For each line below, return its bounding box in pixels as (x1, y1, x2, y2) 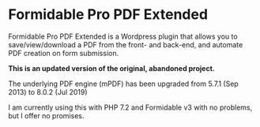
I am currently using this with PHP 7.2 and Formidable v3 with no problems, (8, 103, 253, 112)
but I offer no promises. (8, 110, 85, 120)
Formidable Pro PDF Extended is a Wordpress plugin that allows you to (8, 32, 239, 41)
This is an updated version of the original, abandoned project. (8, 63, 215, 73)
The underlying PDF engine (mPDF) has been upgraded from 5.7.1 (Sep (8, 79, 239, 88)
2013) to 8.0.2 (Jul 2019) (8, 87, 89, 96)
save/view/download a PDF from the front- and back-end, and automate (8, 39, 243, 49)
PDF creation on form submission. (8, 48, 119, 58)
